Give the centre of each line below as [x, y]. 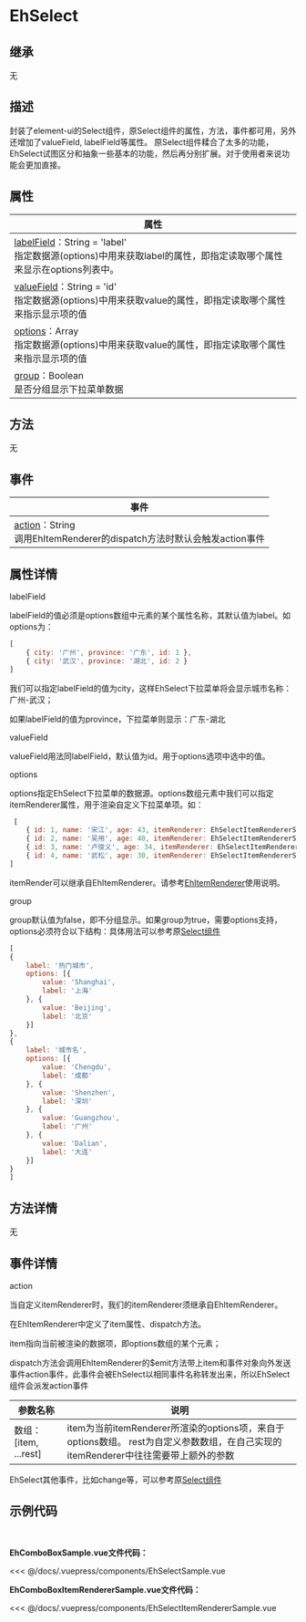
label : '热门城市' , [60, 965]
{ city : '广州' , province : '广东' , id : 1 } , [109, 652]
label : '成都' [67, 1076]
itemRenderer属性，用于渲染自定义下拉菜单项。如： [107, 805]
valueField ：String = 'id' [65, 286]
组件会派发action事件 [49, 1385]
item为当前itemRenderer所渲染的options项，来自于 [176, 1428]
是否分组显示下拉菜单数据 [69, 389]
